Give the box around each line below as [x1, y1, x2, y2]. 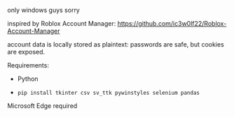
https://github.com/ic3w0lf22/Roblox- [117, 19, 227, 27]
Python [17, 75, 39, 83]
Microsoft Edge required [7, 102, 78, 110]
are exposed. [7, 48, 46, 56]
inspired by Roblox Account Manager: [7, 19, 116, 27]
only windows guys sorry [7, 6, 81, 14]
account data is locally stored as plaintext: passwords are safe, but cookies [7, 40, 224, 48]
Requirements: [7, 61, 49, 69]
